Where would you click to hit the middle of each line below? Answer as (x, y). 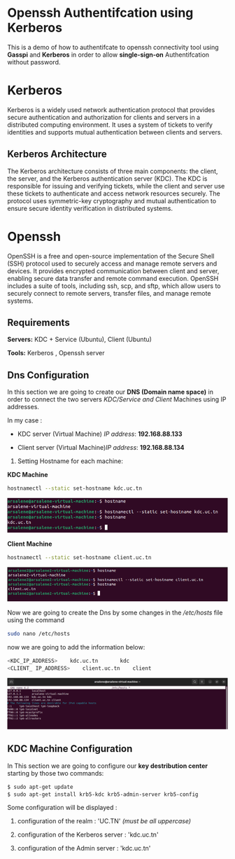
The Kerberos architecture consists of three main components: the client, (113, 171)
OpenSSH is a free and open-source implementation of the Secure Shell (111, 256)
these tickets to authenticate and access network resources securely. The (114, 193)
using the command (36, 620)
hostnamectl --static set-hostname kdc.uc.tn (74, 488)
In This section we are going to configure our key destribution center (108, 766)
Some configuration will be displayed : (62, 808)
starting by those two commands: (56, 773)
